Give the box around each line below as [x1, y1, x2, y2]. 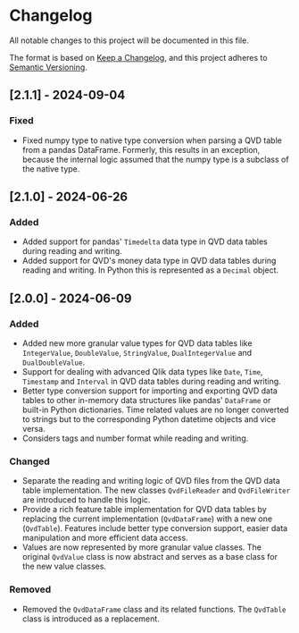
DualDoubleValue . [21, 357, 86, 367]
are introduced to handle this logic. [21, 494, 151, 505]
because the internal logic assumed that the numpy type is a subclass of [21, 154, 289, 165]
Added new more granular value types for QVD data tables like [21, 338, 253, 349]
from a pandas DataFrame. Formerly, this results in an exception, [21, 144, 261, 155]
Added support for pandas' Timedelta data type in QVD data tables [21, 236, 268, 247]
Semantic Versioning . [9, 62, 87, 72]
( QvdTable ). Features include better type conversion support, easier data [21, 523, 288, 534]
